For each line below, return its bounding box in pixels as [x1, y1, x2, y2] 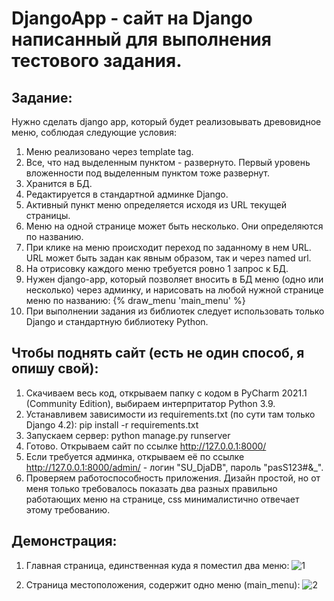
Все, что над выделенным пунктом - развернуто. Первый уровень [25, 157, 311, 168]
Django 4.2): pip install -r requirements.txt [25, 418, 199, 431]
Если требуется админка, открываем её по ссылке [25, 450, 245, 462]
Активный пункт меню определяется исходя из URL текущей [25, 199, 287, 211]
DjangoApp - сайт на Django [11, 7, 253, 30]
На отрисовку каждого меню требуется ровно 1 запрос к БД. [25, 263, 289, 274]
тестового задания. [11, 50, 183, 72]
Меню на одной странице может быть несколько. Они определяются [25, 220, 324, 232]
